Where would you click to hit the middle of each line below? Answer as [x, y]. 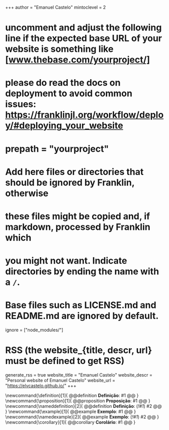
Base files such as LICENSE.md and [81, 305]
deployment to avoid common [69, 94]
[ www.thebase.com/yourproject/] [78, 60]
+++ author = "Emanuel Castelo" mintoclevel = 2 [56, 7]
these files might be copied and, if [78, 216]
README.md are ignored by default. [82, 316]
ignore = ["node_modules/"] [34, 330]
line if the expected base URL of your [84, 39]
